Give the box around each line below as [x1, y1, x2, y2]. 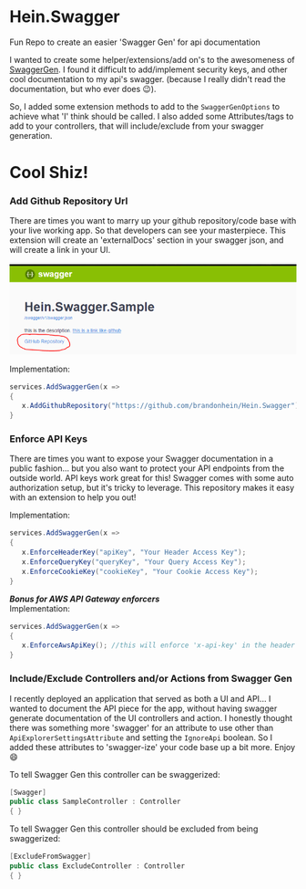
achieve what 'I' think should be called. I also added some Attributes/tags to [9, 110, 294, 121]
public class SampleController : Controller [9, 797, 181, 807]
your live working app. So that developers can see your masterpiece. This [9, 225, 287, 236]
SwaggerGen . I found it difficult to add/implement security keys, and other [9, 64, 289, 75]
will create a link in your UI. [9, 245, 111, 256]
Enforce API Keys [9, 433, 88, 445]
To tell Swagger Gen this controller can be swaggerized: [9, 769, 220, 779]
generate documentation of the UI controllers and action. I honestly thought [9, 712, 293, 723]
